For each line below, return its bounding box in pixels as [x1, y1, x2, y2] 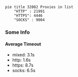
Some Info [5, 28, 30, 35]
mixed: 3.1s [12, 52, 35, 58]
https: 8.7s [12, 62, 34, 68]
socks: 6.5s [12, 68, 36, 74]
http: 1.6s [12, 57, 31, 63]
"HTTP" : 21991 [14, 9, 45, 14]
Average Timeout [5, 41, 41, 47]
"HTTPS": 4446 [14, 13, 43, 18]
